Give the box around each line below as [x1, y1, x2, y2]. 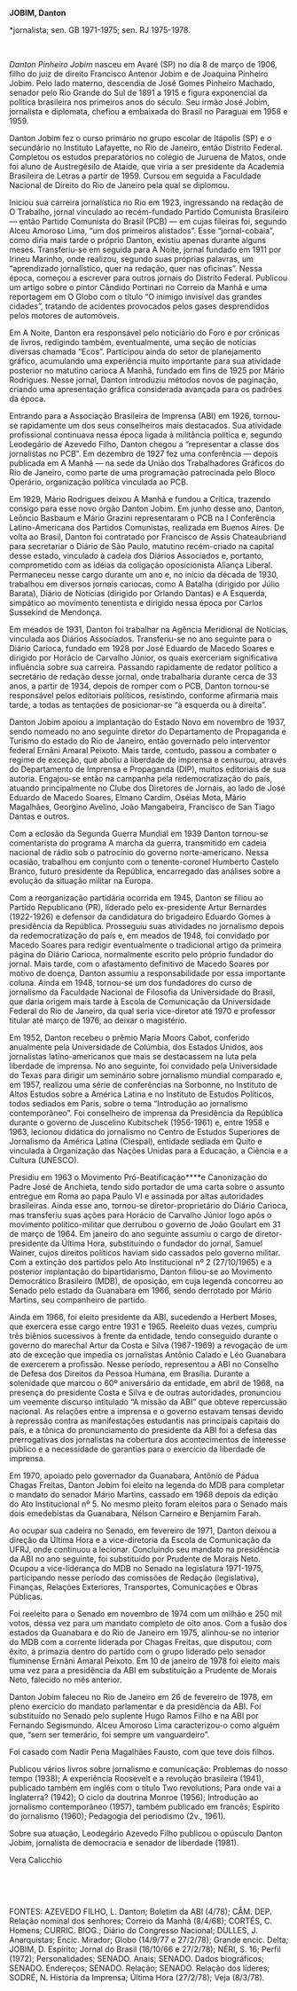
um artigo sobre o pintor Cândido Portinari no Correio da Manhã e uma [9, 282, 268, 292]
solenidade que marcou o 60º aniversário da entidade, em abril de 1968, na [9, 1378, 285, 1388]
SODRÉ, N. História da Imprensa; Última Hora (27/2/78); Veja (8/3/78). [9, 1972, 265, 1982]
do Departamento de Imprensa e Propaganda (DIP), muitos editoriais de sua [9, 764, 286, 775]
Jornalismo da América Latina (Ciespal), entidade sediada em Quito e [9, 1136, 263, 1146]
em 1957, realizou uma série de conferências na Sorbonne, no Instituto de [9, 1080, 277, 1090]
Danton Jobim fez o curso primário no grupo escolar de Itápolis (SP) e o [9, 133, 272, 143]
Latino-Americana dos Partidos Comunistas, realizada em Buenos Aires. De [9, 523, 285, 532]
